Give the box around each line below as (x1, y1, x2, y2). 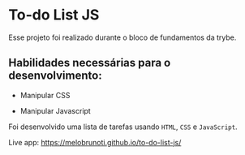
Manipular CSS (19, 90, 71, 100)
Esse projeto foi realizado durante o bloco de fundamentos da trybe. (8, 32, 237, 42)
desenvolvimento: (8, 69, 103, 83)
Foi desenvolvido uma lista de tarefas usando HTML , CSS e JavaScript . (8, 122, 238, 131)
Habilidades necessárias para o (8, 56, 171, 70)
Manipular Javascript (19, 105, 91, 115)
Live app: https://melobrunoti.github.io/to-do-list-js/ (8, 137, 182, 147)
